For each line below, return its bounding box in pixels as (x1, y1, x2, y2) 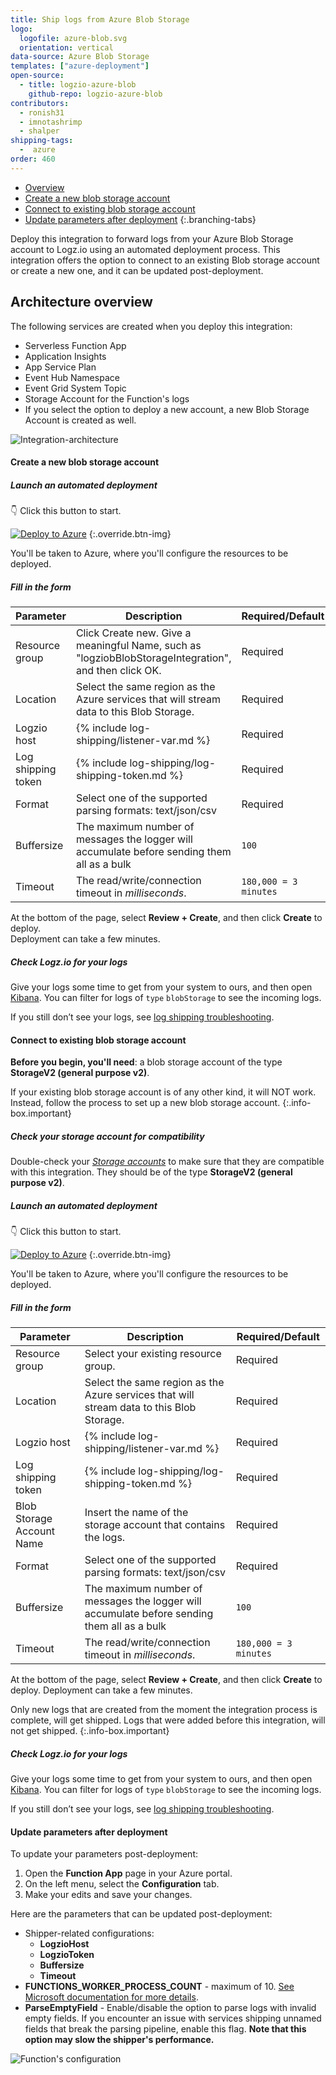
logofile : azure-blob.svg (19, 33, 128, 43)
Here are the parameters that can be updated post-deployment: (10, 1908, 273, 1920)
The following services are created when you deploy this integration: (10, 320, 293, 332)
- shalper (19, 126, 60, 136)
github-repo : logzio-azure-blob (28, 89, 163, 99)
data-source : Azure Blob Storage (10, 52, 150, 62)
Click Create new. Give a (75, 626, 192, 640)
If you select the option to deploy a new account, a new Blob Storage (24, 403, 310, 415)
